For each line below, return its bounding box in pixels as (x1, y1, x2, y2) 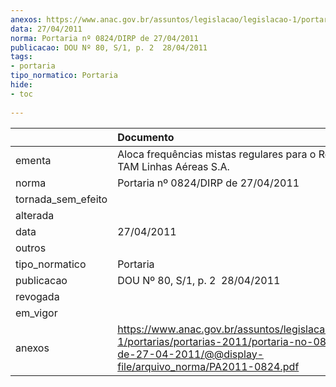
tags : (10, 52, 33, 62)
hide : (10, 80, 33, 90)
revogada (15, 289, 60, 303)
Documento (117, 130, 175, 144)
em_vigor (15, 306, 58, 320)
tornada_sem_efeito (15, 192, 108, 206)
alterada (15, 208, 55, 222)
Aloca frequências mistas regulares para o (117, 147, 317, 161)
